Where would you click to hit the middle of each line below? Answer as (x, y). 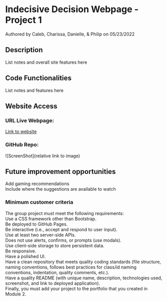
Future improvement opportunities (61, 171)
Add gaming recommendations (37, 184)
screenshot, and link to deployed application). (53, 283)
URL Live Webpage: (30, 120)
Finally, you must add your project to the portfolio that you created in (76, 288)
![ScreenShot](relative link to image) (43, 156)
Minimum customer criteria (39, 202)
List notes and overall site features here (46, 62)
